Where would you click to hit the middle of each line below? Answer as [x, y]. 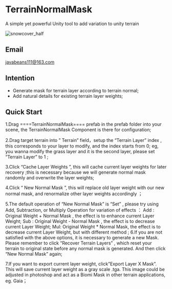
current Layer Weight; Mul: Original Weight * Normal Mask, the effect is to [83, 227]
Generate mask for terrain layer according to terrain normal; [76, 90]
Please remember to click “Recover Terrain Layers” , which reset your [79, 243]
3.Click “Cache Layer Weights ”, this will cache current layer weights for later [86, 167]
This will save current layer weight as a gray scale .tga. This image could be [85, 270]
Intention [20, 78]
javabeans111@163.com [30, 62]
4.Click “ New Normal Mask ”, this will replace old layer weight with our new [85, 188]
